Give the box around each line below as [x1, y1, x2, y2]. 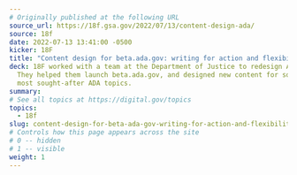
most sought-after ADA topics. [17, 79, 133, 87]
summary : [9, 87, 42, 95]
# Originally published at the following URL [9, 12, 179, 22]
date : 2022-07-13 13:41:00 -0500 [9, 37, 133, 47]
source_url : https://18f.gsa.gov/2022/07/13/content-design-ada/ [9, 21, 255, 30]
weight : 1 [9, 152, 46, 162]
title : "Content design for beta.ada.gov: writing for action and [9, 54, 259, 63]
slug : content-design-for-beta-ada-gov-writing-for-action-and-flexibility [9, 120, 294, 129]
